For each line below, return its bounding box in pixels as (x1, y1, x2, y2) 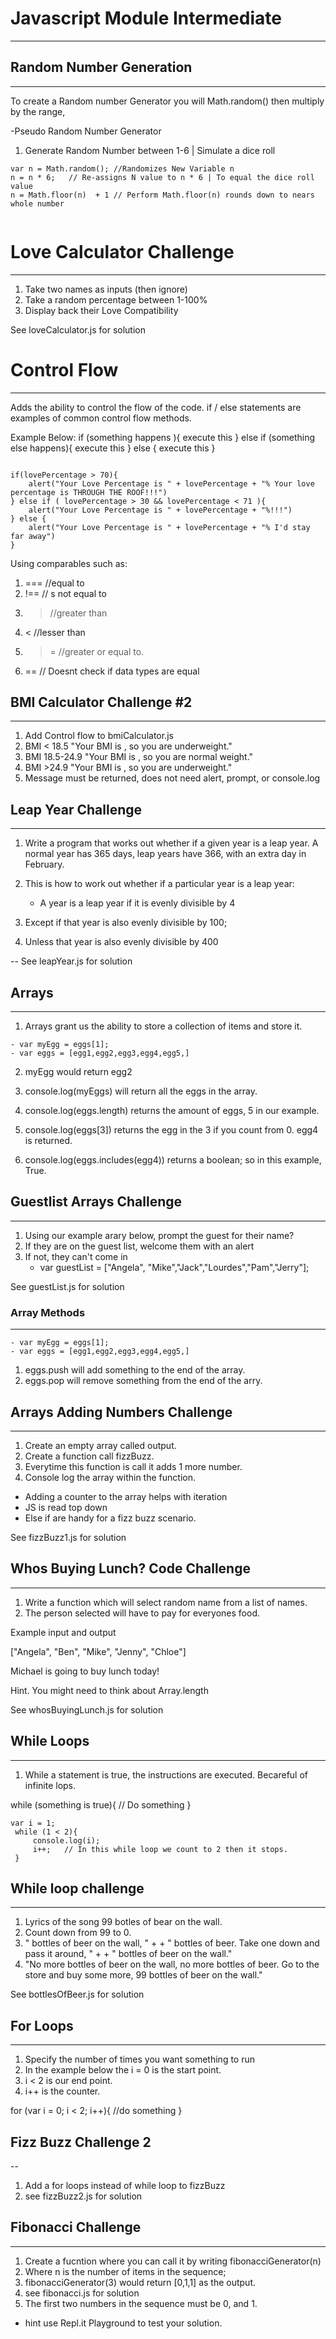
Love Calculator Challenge (10, 240, 235, 263)
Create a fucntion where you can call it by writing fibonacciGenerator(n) (24, 2255, 322, 2267)
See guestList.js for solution (10, 1280, 125, 1292)
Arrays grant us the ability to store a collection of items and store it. (24, 1020, 303, 1032)
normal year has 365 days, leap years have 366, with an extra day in (24, 848, 307, 860)
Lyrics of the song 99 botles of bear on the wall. (24, 1916, 223, 1928)
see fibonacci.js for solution (24, 2287, 140, 2299)
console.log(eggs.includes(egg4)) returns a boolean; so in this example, (24, 1154, 322, 1166)
